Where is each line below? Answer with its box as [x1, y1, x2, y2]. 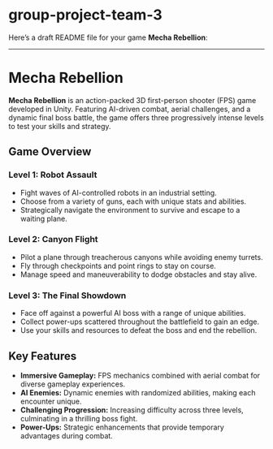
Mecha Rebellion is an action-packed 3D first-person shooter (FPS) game [8, 95, 257, 105]
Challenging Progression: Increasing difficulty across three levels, [19, 404, 244, 415]
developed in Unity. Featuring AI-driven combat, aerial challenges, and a [8, 104, 251, 114]
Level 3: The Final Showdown [8, 290, 127, 301]
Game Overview [8, 145, 92, 159]
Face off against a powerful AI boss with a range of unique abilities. [19, 309, 246, 318]
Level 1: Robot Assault [8, 169, 97, 180]
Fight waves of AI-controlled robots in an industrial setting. [19, 188, 217, 197]
